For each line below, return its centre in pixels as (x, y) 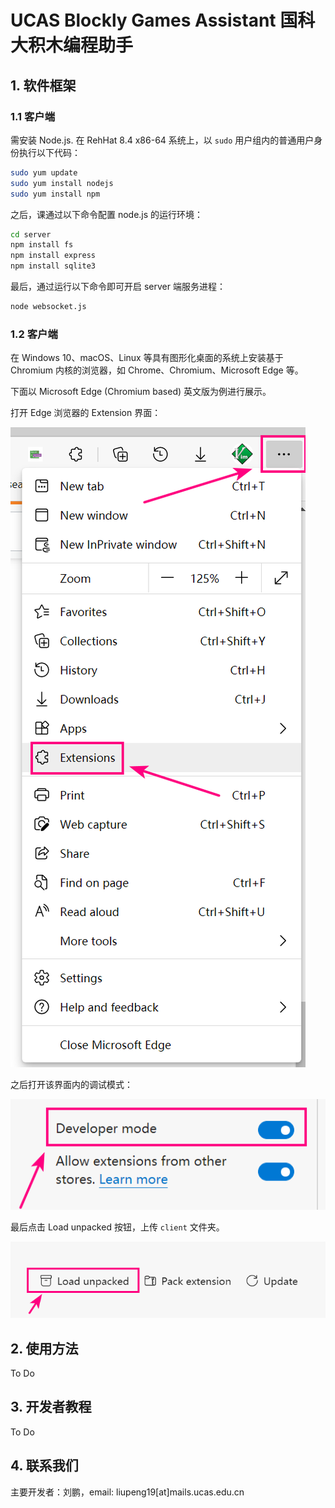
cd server (31, 234)
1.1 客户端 (33, 116)
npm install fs (42, 245)
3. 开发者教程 (51, 1407)
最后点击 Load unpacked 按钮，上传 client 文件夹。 (117, 1227)
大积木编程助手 (72, 45)
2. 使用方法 (44, 1348)
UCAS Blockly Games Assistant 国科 (163, 20)
